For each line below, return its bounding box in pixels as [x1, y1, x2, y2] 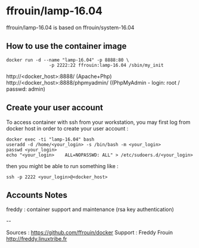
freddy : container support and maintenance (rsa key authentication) [6, 206, 175, 213]
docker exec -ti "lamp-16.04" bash [6, 136, 95, 142]
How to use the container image [6, 41, 127, 51]
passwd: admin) [6, 85, 46, 92]
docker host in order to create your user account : [6, 125, 129, 132]
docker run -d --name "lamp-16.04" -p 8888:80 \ [6, 57, 129, 63]
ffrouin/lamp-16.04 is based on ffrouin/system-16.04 [6, 24, 135, 31]
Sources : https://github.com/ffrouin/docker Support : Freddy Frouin [6, 229, 173, 236]
